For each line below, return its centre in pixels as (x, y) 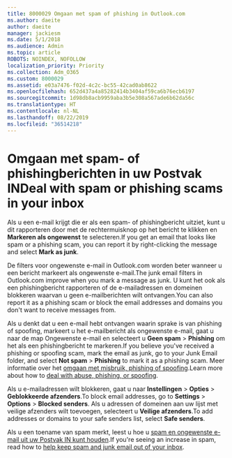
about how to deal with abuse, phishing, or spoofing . (83, 376)
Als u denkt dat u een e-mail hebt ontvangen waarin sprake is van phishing (115, 324)
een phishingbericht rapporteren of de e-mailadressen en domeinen (105, 288)
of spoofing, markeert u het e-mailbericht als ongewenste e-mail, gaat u (110, 331)
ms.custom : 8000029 (36, 79)
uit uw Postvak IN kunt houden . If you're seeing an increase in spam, (118, 440)
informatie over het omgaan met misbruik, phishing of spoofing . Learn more (115, 368)
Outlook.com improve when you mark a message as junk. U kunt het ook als (116, 281)
